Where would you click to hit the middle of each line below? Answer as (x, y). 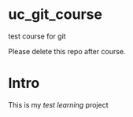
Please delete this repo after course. (67, 51)
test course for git (37, 36)
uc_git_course (55, 15)
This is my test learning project (58, 104)
